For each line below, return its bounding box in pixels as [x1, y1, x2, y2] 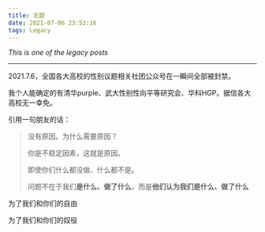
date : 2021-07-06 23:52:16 [8, 19, 97, 27]
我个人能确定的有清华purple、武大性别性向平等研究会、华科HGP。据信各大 [8, 88, 252, 98]
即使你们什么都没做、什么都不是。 [27, 165, 139, 174]
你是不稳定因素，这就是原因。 [27, 148, 125, 158]
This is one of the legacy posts [8, 48, 109, 58]
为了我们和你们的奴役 [8, 215, 77, 225]
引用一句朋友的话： [8, 115, 71, 125]
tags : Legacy [8, 26, 51, 34]
